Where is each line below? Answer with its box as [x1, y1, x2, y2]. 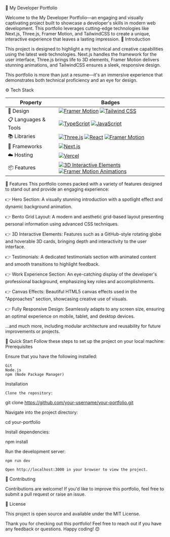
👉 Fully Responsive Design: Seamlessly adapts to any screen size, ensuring [5, 306, 164, 312]
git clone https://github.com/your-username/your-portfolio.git [5, 399, 134, 406]
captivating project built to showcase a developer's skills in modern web [5, 20, 156, 26]
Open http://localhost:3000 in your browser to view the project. [5, 467, 148, 472]
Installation [5, 381, 28, 387]
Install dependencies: [5, 429, 50, 435]
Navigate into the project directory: [5, 410, 78, 415]
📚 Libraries [8, 133, 35, 140]
